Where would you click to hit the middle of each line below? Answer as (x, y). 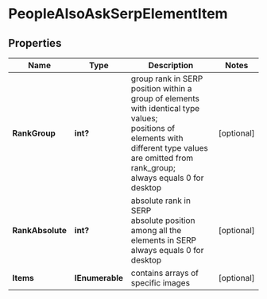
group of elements (165, 98)
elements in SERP (164, 240)
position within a (161, 88)
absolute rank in (161, 201)
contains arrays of (164, 273)
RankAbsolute (40, 230)
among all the (156, 230)
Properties (35, 43)
